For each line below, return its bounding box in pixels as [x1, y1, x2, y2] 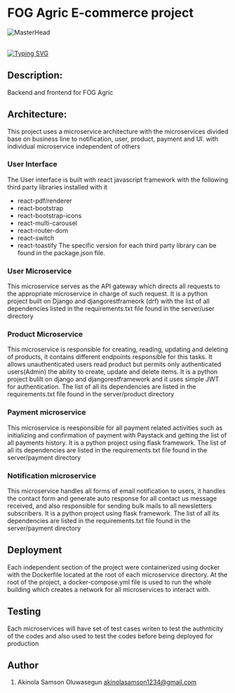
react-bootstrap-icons [17, 211, 82, 220]
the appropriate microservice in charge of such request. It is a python [7, 290, 208, 298]
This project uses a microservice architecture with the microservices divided [7, 127, 229, 135]
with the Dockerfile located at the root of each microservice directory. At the [7, 570, 228, 579]
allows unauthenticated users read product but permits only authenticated [7, 360, 222, 369]
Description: [7, 69, 63, 81]
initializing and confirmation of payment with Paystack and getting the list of [7, 431, 227, 439]
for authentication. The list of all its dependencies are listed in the [7, 382, 196, 391]
